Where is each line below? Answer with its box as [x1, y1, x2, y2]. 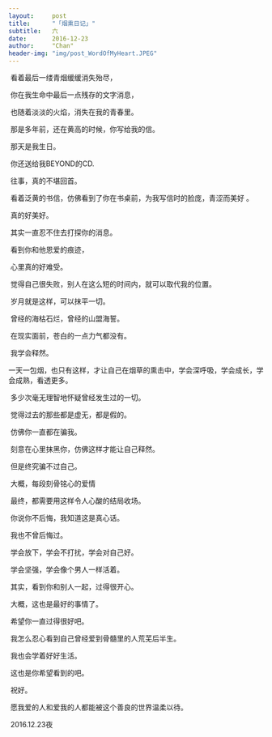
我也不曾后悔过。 [10, 530, 67, 539]
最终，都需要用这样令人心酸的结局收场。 [10, 496, 146, 505]
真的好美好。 [10, 211, 53, 219]
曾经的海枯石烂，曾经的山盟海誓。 [10, 313, 124, 323]
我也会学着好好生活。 [10, 651, 82, 660]
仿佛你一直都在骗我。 [10, 427, 82, 437]
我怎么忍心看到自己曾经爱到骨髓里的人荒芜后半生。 [10, 633, 181, 643]
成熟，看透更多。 [15, 376, 73, 385]
